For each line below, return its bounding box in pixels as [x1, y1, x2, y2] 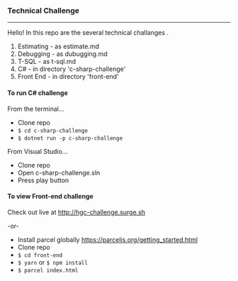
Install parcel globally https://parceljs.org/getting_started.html [17, 235, 198, 243]
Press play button [17, 176, 69, 184]
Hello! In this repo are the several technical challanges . [7, 28, 169, 37]
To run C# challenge [7, 88, 69, 97]
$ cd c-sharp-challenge [17, 127, 89, 134]
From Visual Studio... [7, 147, 68, 155]
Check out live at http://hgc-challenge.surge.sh [7, 208, 146, 216]
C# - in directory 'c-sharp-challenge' [17, 65, 126, 73]
